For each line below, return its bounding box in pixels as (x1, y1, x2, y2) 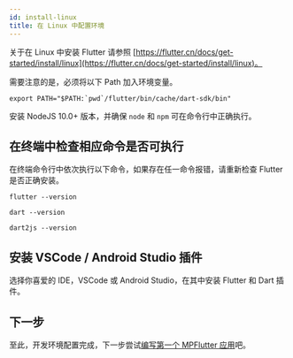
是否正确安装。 (9, 175, 64, 186)
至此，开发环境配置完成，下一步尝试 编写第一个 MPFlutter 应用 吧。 (9, 339, 251, 350)
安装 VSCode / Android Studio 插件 (9, 249, 203, 265)
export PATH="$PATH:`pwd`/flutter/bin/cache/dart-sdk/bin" (9, 94, 232, 103)
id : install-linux (9, 12, 77, 22)
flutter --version (9, 193, 77, 202)
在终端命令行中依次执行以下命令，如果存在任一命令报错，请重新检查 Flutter (9, 164, 283, 175)
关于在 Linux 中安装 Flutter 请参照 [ (9, 46, 136, 57)
